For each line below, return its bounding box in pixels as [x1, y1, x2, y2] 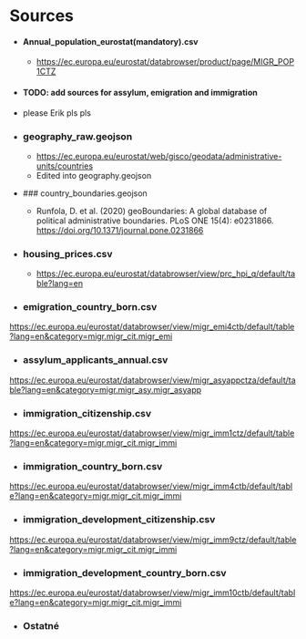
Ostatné [22, 619, 60, 632]
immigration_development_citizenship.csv [22, 513, 216, 526]
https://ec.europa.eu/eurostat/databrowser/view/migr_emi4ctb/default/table [9, 321, 295, 333]
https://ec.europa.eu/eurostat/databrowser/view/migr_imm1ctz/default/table [9, 428, 295, 438]
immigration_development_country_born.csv [22, 566, 227, 579]
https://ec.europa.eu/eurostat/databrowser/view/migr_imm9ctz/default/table [9, 534, 297, 545]
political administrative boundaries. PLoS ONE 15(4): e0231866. [36, 215, 274, 226]
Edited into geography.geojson [36, 170, 152, 180]
